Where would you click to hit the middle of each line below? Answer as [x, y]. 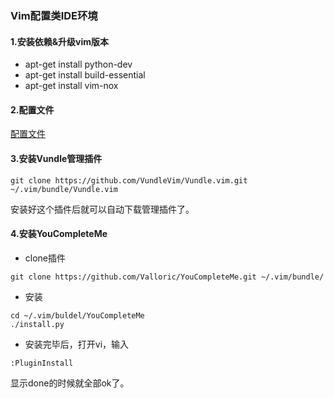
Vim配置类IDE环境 [54, 15]
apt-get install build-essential [85, 75]
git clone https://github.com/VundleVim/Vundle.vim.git [129, 180]
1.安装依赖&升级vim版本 [60, 41]
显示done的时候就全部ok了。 [70, 383]
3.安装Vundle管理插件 [56, 158]
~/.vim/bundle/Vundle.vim [64, 189]
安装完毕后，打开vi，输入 [77, 344]
